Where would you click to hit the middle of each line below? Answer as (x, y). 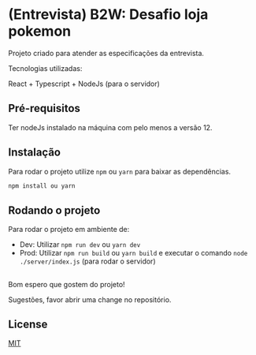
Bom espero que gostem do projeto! (67, 284)
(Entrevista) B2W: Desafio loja (108, 15)
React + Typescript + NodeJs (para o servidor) (84, 84)
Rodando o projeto (54, 210)
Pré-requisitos (45, 108)
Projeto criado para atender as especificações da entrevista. (106, 53)
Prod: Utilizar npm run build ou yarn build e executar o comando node (134, 253)
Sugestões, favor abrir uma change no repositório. (90, 299)
